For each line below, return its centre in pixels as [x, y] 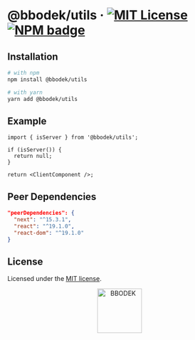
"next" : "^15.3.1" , [43, 220]
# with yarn [25, 92]
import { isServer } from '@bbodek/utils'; [73, 138]
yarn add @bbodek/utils [43, 99]
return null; [33, 156]
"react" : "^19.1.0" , [44, 226]
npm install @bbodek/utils [47, 79]
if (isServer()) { [35, 150]
